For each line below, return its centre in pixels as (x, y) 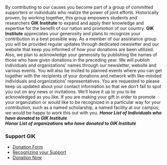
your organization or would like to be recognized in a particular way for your (83, 102)
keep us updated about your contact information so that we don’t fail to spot (83, 86)
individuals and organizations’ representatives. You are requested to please (83, 81)
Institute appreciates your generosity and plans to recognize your (73, 34)
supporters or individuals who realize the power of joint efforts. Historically (82, 12)
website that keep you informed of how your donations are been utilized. (80, 49)
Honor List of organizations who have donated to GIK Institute (71, 123)
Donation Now (27, 158)
